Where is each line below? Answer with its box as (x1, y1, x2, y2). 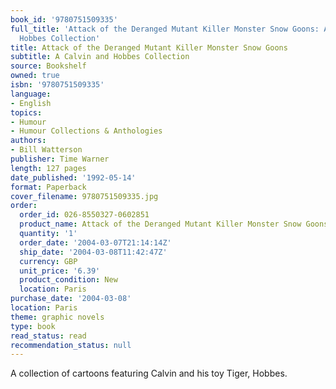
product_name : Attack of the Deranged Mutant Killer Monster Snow (19, 219, 302, 230)
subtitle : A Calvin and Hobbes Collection (10, 52, 190, 62)
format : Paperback (10, 182, 87, 192)
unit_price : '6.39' (19, 266, 101, 276)
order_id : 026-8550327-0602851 (19, 210, 150, 220)
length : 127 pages (10, 163, 87, 173)
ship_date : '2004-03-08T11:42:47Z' (19, 247, 168, 257)
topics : (10, 107, 43, 118)
